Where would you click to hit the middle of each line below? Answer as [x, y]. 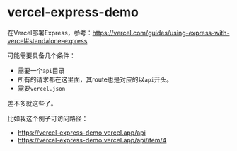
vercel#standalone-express [47, 40]
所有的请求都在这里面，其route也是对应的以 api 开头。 [95, 79]
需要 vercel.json [41, 88]
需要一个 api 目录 [41, 70]
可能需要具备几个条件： [41, 55]
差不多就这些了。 [32, 103]
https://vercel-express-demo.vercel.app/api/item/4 [92, 140]
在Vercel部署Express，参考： [50, 33]
